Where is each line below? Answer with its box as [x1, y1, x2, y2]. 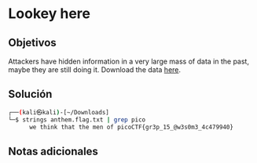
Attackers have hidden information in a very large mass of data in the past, [8, 56, 250, 66]
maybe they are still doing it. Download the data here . [8, 65, 182, 74]
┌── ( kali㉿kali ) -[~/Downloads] [8, 108, 110, 116]
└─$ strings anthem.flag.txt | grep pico [8, 115, 146, 124]
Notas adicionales [8, 144, 98, 158]
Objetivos [8, 36, 57, 49]
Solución [8, 88, 53, 101]
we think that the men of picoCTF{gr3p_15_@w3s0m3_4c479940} [28, 123, 234, 131]
